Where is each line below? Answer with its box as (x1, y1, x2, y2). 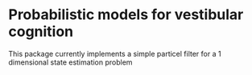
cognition (8, 22, 74, 41)
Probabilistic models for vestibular (8, 6, 244, 24)
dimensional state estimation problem (8, 57, 133, 67)
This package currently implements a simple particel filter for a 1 (8, 49, 221, 58)
